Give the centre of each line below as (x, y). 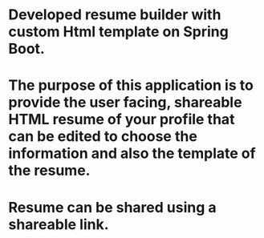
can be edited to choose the (103, 137)
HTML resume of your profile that (122, 120)
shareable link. (59, 224)
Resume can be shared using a (112, 207)
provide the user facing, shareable (125, 103)
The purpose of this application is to (131, 85)
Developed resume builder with (115, 15)
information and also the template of (132, 153)
